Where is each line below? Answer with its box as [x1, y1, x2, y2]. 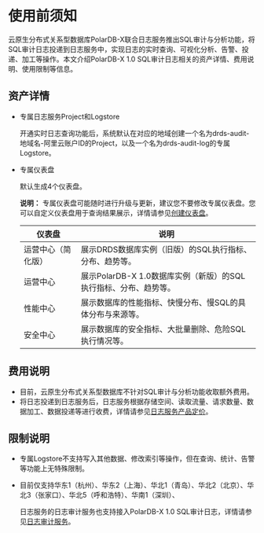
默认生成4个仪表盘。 [19, 182, 86, 191]
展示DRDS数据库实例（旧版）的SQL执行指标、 [80, 244, 252, 255]
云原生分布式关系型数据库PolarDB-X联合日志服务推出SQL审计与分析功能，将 [8, 35, 255, 44]
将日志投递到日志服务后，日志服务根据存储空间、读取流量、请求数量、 [19, 396, 247, 406]
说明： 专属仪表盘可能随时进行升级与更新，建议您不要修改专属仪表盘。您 [19, 198, 256, 208]
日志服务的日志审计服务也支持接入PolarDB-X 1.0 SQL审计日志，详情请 [19, 507, 246, 516]
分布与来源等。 [88, 308, 144, 319]
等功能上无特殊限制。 [19, 464, 89, 473]
